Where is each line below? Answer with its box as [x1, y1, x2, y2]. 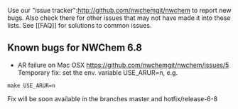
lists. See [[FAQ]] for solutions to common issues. [7, 21, 152, 29]
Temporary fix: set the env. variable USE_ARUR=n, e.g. [17, 68, 178, 77]
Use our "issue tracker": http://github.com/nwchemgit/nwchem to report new [7, 6, 232, 14]
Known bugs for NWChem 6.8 [7, 42, 142, 54]
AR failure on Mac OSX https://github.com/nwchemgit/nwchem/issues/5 [17, 61, 229, 69]
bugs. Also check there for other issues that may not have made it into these [7, 14, 231, 22]
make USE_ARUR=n [7, 82, 55, 89]
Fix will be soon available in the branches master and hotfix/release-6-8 [7, 94, 218, 103]
